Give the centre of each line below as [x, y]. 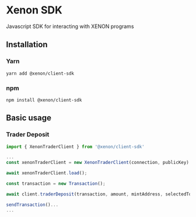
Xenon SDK [34, 10]
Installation [27, 45]
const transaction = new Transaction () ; [56, 184]
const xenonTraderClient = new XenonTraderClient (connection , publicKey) [98, 163]
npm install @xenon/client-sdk [44, 100]
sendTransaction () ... [32, 205]
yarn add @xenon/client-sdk [40, 73]
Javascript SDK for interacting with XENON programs [70, 26]
